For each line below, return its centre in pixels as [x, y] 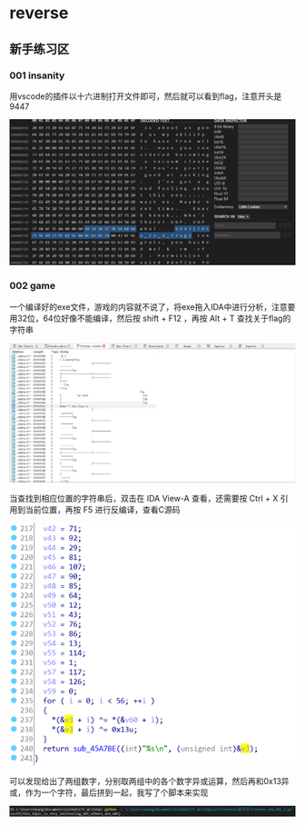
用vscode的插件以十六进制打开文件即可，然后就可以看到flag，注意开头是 [146, 96]
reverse [39, 13]
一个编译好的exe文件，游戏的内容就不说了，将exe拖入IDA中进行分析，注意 [148, 306]
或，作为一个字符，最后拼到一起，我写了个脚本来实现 [109, 792]
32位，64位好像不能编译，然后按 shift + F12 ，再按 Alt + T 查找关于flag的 [154, 318]
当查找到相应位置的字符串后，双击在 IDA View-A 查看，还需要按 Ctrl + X [144, 499]
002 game [33, 286]
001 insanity [37, 75]
